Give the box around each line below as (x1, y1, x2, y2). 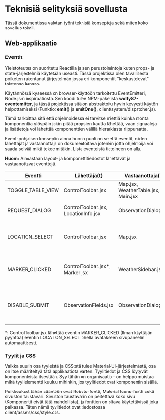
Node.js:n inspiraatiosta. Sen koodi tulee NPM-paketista (5, 95, 118, 101)
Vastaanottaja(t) (124, 172, 164, 179)
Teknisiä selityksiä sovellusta (5, 3, 128, 15)
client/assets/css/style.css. (5, 409, 60, 415)
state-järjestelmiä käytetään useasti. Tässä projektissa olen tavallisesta (5, 70, 149, 76)
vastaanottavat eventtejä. (5, 161, 56, 167)
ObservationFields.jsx (63, 301, 114, 308)
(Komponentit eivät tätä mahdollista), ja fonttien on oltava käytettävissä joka (5, 399, 159, 405)
